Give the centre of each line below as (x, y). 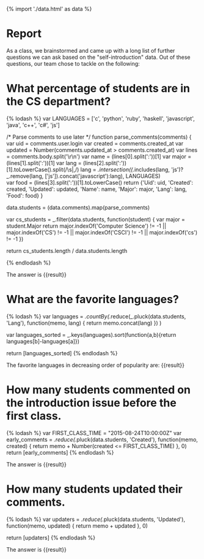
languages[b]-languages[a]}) (43, 341)
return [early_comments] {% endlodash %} (60, 452)
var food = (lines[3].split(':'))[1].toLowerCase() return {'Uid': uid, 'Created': (100, 182)
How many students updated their (95, 489)
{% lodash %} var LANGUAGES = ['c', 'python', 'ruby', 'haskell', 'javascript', (101, 118)
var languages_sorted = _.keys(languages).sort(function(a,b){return (91, 334)
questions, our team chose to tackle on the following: (73, 63)
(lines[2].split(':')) (105, 163)
